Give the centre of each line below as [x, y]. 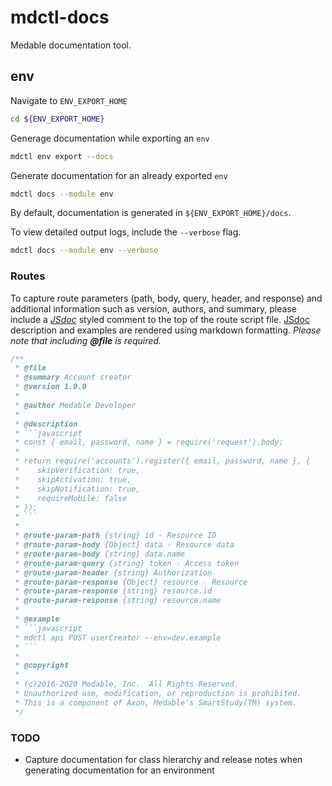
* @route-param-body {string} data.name [100, 554]
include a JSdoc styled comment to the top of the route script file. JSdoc [160, 319]
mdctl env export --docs [62, 156]
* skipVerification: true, [77, 471]
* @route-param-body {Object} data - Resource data [124, 545]
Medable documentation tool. [71, 45]
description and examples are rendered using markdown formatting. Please [166, 330]
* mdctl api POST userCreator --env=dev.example [118, 637]
